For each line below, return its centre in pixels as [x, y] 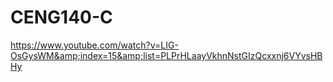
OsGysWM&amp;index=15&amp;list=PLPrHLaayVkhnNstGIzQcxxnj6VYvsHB [166, 55]
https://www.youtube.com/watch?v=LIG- [94, 45]
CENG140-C [61, 17]
